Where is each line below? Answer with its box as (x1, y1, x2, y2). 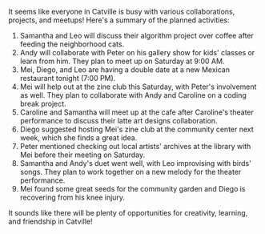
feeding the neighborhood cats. (19, 39, 125, 49)
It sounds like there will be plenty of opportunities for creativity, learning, (8, 208, 248, 217)
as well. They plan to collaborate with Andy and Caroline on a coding (19, 91, 247, 99)
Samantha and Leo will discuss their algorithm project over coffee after (19, 31, 255, 40)
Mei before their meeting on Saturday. (19, 150, 146, 159)
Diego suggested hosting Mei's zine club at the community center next (19, 124, 254, 134)
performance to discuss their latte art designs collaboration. (19, 116, 218, 125)
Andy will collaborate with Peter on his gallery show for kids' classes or (19, 48, 255, 57)
